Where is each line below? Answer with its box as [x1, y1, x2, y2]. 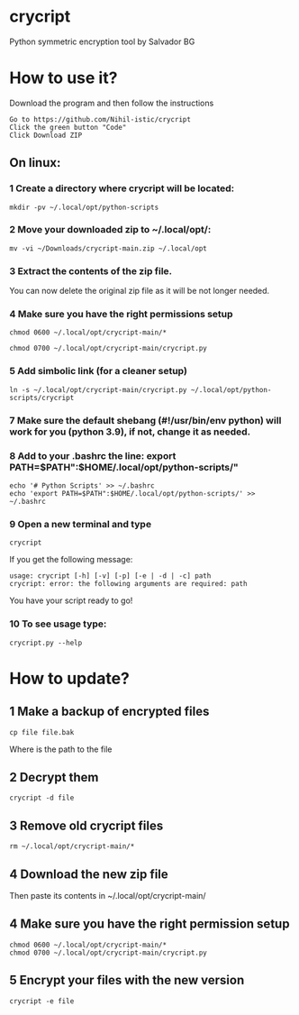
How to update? [9, 668, 131, 689]
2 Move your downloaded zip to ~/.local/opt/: [9, 224, 212, 236]
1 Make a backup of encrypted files [9, 704, 210, 719]
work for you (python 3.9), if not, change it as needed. [9, 425, 251, 438]
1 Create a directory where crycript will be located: [9, 182, 235, 195]
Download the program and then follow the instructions [9, 97, 214, 108]
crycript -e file [9, 996, 75, 1006]
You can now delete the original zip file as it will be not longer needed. [9, 286, 270, 297]
